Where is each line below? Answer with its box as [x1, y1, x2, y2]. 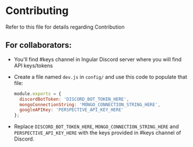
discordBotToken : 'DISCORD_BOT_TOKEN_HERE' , [19, 96, 129, 102]
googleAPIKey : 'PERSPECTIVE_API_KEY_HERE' [19, 107, 124, 113]
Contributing [5, 4, 69, 17]
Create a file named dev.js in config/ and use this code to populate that [13, 73, 188, 80]
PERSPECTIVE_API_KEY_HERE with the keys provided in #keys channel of [13, 129, 181, 136]
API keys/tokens [13, 62, 53, 69]
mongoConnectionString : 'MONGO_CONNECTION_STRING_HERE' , [19, 101, 161, 107]
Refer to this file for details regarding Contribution [5, 23, 125, 30]
